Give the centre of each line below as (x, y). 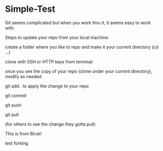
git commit (16, 95)
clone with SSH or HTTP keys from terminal (49, 61)
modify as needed (23, 76)
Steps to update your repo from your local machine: (57, 37)
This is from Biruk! (23, 133)
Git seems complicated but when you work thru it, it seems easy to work (78, 23)
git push (13, 105)
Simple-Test (30, 9)
